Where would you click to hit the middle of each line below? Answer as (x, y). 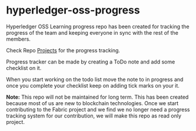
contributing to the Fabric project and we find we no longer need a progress (98, 109)
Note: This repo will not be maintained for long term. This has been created (97, 97)
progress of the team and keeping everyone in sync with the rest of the (92, 32)
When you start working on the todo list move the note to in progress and (95, 79)
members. (19, 39)
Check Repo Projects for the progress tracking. (63, 50)
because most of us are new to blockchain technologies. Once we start (92, 103)
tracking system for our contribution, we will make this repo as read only (94, 116)
